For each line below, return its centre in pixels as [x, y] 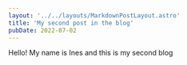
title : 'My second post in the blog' [71, 23]
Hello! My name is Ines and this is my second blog [91, 53]
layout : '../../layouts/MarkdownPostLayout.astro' [94, 15]
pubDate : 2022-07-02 [43, 30]
